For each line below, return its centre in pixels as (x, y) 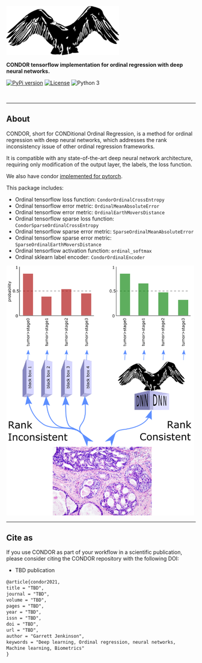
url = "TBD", (23, 630)
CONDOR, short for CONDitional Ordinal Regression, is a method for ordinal (99, 133)
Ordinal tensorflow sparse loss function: (64, 219)
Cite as (20, 538)
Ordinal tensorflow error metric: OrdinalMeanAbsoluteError (87, 206)
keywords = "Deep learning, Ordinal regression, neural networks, (91, 643)
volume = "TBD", (26, 600)
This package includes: (35, 188)
